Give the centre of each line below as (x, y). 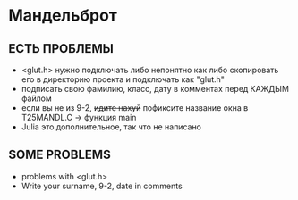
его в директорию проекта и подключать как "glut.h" (123, 79)
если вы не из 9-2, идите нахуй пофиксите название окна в (135, 108)
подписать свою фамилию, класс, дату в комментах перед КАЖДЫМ (155, 89)
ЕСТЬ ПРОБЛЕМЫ (61, 49)
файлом (36, 98)
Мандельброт (63, 16)
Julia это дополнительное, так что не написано (111, 127)
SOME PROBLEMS (60, 155)
